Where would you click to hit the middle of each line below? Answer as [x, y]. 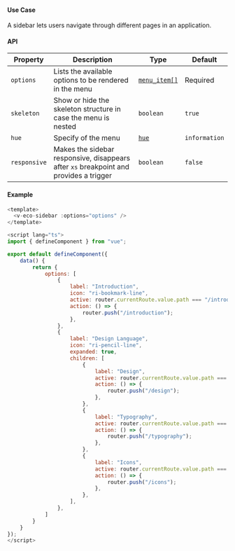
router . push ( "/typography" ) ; [150, 437]
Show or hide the [81, 100]
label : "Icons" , [118, 462]
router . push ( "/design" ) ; [143, 391]
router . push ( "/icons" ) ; [142, 482]
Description [93, 60]
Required [199, 81]
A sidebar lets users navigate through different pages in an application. [109, 25]
